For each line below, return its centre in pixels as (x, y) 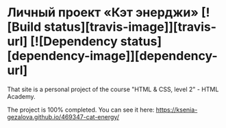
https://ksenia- (177, 110)
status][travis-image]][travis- (130, 27)
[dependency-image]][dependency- (112, 56)
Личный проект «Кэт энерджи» (103, 13)
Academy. (21, 96)
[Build (24, 27)
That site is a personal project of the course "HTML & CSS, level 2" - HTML (113, 89)
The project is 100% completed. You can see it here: (81, 110)
